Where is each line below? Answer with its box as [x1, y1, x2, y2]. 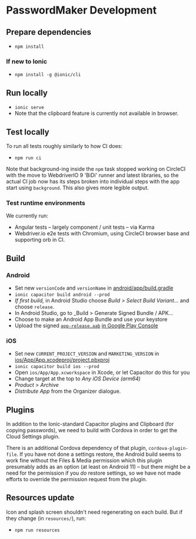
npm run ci [14, 155, 42, 161]
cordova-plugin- [148, 446, 188, 452]
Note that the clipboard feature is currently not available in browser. [14, 110, 179, 117]
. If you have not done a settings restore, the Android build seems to [16, 451, 181, 458]
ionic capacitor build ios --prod [14, 364, 99, 370]
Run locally [6, 88, 48, 98]
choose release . [14, 303, 55, 310]
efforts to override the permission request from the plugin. [6, 476, 147, 483]
